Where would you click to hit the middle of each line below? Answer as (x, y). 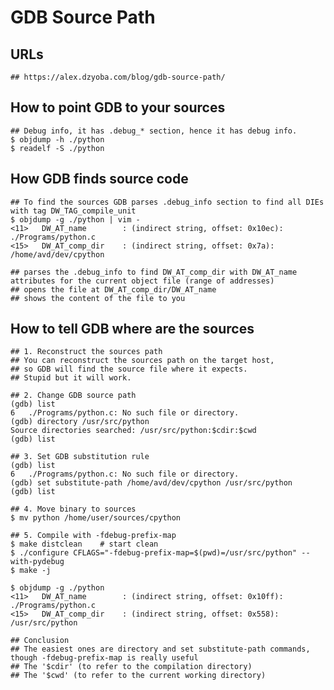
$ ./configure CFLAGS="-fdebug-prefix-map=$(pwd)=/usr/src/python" (154, 553)
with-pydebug (37, 562)
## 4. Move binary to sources (73, 509)
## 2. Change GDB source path (73, 396)
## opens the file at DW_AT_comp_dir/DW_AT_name (113, 289)
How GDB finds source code (99, 179)
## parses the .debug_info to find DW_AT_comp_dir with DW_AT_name (154, 272)
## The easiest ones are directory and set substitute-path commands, (160, 649)
